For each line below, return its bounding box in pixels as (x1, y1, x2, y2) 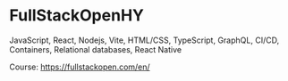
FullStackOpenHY (9, 5, 145, 26)
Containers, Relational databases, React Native (9, 44, 182, 54)
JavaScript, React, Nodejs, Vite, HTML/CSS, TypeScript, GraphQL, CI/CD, (9, 35, 280, 45)
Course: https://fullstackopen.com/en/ (9, 61, 150, 72)
